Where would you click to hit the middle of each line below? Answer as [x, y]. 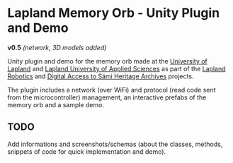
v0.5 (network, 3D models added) [57, 47]
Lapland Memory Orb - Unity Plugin [114, 13]
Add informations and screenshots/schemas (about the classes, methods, [115, 144]
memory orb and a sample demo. [56, 104]
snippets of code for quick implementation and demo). [87, 151]
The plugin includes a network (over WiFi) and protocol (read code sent [112, 90]
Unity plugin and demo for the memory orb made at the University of [107, 61]
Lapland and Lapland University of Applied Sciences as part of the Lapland [116, 68]
